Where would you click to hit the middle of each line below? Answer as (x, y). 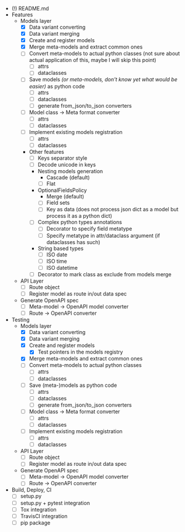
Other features (46, 152)
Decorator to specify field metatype (89, 229)
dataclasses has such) (73, 242)
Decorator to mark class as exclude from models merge (104, 274)
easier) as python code (57, 86)
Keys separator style (62, 158)
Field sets (58, 203)
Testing (21, 320)
